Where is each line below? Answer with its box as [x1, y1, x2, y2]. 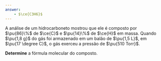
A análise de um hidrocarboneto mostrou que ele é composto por [5, 25, 137, 31]
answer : [5, 7, 21, 12]
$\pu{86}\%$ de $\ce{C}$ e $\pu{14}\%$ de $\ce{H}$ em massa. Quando [5, 30, 157, 36]
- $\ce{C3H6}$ [14, 12, 43, 17]
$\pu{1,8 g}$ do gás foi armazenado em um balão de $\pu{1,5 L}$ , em [5, 35, 147, 41]
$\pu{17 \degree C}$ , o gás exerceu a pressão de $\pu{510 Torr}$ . [5, 41, 140, 46]
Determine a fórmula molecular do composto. [5, 50, 98, 56]
